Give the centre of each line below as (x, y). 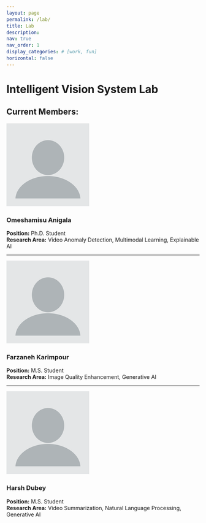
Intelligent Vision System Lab (82, 89)
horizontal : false (30, 58)
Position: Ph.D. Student (36, 234)
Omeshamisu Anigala (39, 220)
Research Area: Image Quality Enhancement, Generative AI (82, 377)
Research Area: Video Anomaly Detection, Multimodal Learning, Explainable (103, 240)
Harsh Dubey (26, 488)
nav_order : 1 (23, 45)
